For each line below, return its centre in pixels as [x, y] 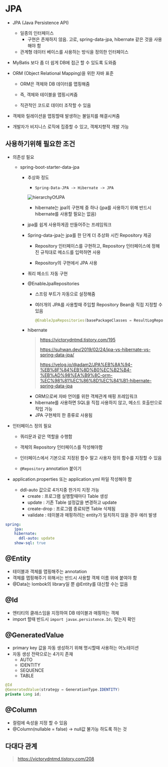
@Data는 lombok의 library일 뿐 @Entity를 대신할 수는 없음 [70, 584]
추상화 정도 [38, 177]
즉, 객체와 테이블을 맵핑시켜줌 [49, 94]
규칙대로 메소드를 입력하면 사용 [71, 252]
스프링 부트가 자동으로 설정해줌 [65, 294]
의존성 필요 [23, 157]
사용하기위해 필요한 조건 [40, 144]
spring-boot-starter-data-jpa [50, 167]
